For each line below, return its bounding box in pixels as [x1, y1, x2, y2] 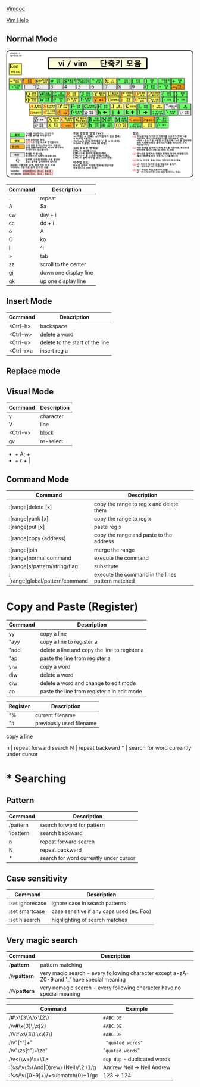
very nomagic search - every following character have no [40, 984, 182, 991]
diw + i [40, 211, 57, 218]
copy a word [40, 663, 71, 670]
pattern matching [40, 961, 82, 968]
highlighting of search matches [51, 916, 128, 923]
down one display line [40, 269, 93, 276]
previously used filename [35, 720, 97, 727]
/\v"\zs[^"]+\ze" [8, 1047, 48, 1054]
